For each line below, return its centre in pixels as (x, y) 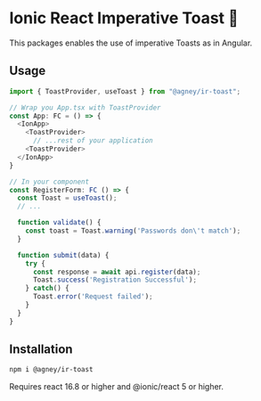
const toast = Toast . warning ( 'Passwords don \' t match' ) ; (133, 231)
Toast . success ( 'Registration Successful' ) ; (115, 280)
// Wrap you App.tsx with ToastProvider (86, 107)
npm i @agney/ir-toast (51, 370)
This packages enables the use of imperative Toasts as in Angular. (131, 43)
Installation (41, 350)
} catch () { (47, 289)
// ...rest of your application (93, 141)
